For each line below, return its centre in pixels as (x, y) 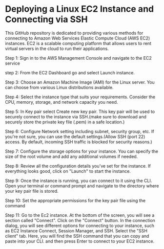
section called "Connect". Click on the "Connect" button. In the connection (80, 220)
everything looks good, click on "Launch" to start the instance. (68, 171)
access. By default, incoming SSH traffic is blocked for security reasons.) (79, 142)
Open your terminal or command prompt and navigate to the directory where (82, 186)
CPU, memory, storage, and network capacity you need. (61, 102)
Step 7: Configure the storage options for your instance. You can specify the (82, 151)
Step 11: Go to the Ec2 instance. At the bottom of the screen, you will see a (80, 215)
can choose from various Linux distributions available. (59, 87)
